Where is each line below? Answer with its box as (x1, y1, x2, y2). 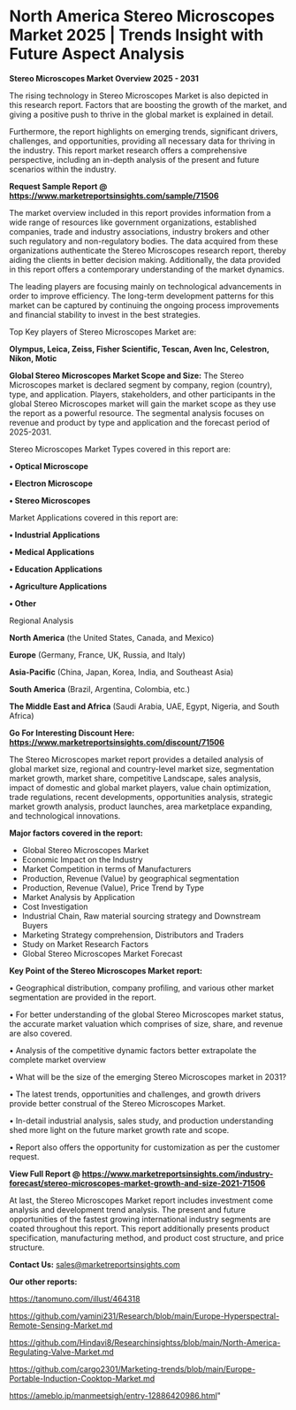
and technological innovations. (9, 810, 121, 821)
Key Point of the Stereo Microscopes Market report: (9, 965, 203, 975)
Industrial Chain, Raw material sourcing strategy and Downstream (21, 910, 261, 921)
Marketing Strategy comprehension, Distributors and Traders (21, 929, 245, 940)
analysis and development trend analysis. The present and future (9, 1204, 246, 1214)
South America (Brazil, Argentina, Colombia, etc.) (9, 683, 191, 694)
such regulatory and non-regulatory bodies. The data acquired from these (9, 235, 278, 246)
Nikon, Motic (9, 352, 57, 364)
